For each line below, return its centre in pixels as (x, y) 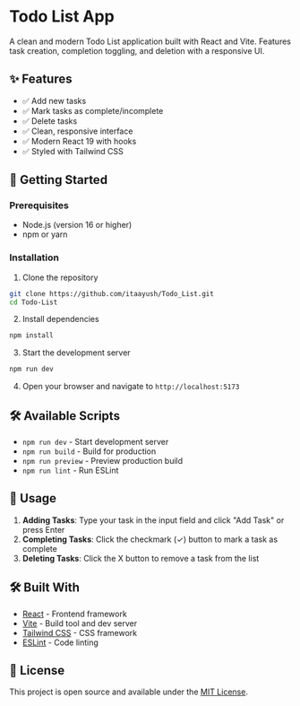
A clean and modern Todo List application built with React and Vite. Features (150, 41)
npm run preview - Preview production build (103, 461)
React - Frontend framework (74, 614)
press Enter (43, 529)
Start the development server (77, 353)
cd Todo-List (34, 302)
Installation (34, 257)
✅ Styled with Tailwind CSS (73, 151)
